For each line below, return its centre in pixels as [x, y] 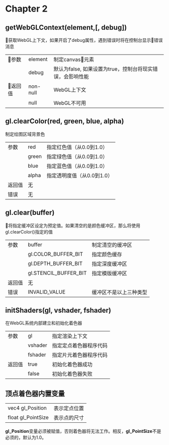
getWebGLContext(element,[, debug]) [66, 27]
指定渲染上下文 [70, 336]
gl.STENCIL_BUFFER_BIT [57, 273]
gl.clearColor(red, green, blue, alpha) [65, 121]
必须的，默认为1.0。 [26, 437]
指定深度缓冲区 [109, 264]
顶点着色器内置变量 [35, 393]
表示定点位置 [69, 408]
